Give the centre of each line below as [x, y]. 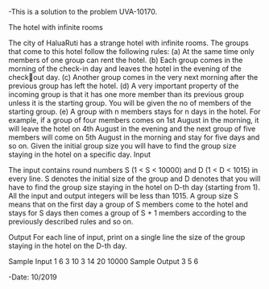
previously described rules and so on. [71, 222]
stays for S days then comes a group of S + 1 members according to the [128, 213]
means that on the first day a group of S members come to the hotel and [128, 204]
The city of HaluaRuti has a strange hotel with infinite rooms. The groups [129, 43]
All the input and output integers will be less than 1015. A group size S [124, 196]
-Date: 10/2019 [33, 277]
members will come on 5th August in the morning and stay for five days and [134, 137]
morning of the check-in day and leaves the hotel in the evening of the [125, 69]
